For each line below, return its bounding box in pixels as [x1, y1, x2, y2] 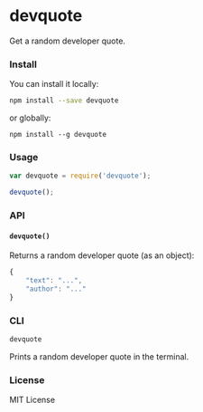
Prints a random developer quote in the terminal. [9, 350, 189, 362]
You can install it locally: [9, 79, 99, 90]
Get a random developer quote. [9, 35, 126, 46]
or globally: [9, 112, 51, 123]
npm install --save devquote [9, 96, 119, 105]
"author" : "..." [25, 284, 88, 294]
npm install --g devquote [9, 130, 106, 139]
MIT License [9, 395, 56, 406]
